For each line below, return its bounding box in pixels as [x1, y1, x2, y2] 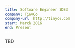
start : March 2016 [5, 20, 42, 26]
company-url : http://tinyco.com [5, 16, 70, 21]
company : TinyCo [5, 12, 38, 16]
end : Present [5, 25, 31, 30]
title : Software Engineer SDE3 [5, 7, 68, 12]
